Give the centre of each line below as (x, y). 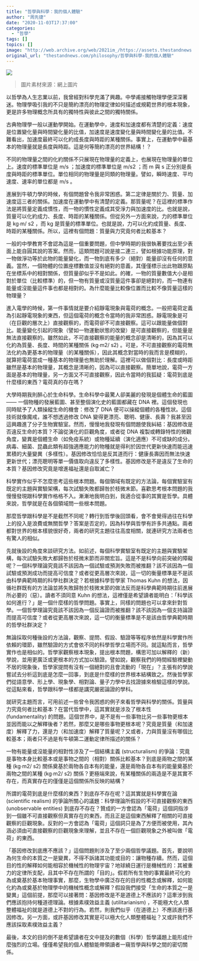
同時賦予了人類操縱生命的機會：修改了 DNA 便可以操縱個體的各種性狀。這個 (99, 409)
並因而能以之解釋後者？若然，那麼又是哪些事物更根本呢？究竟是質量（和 (94, 724)
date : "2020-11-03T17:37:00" (42, 23)
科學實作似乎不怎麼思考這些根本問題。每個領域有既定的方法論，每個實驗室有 (99, 481)
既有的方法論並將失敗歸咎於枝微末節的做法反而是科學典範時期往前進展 (107, 587)
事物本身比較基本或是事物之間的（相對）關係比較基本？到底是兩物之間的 (99, 758)
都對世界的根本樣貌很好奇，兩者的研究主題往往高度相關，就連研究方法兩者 (97, 531)
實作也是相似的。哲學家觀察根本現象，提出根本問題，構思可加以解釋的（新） (99, 652)
